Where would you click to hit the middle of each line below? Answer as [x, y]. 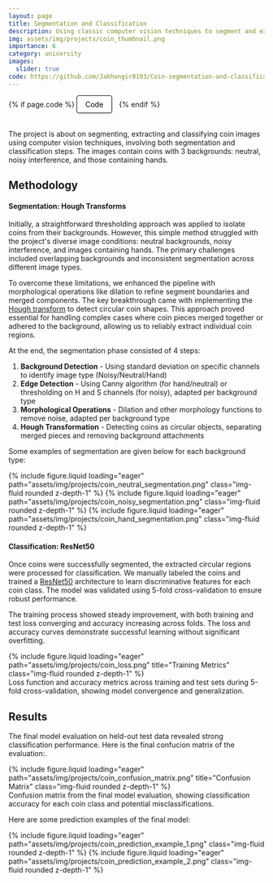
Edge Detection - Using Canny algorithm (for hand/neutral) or [123, 384]
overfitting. [27, 640]
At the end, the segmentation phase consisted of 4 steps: [104, 351]
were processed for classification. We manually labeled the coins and [125, 573]
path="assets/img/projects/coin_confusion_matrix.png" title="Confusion [130, 778]
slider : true [38, 69]
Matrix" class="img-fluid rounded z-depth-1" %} [90, 787]
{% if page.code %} [42, 104]
